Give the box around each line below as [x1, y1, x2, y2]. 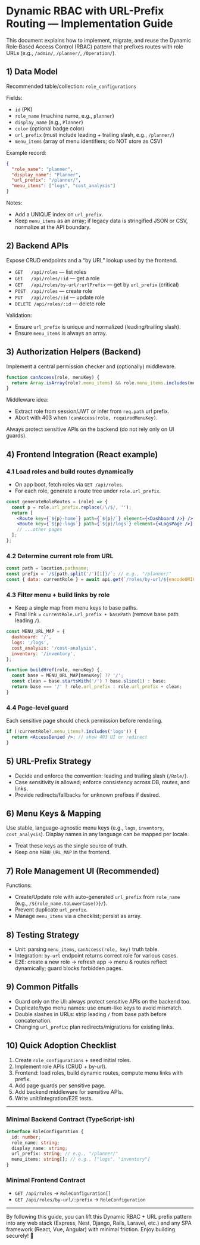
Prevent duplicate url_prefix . [14, 906, 88, 913]
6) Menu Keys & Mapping [6, 808, 101, 818]
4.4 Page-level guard [6, 703, 68, 712]
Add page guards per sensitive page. [14, 1082, 106, 1089]
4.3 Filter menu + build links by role [6, 591, 110, 599]
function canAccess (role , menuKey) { [6, 374, 100, 380]
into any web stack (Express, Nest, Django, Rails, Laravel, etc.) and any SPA [6, 1219, 192, 1226]
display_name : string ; [11, 1145, 68, 1151]
